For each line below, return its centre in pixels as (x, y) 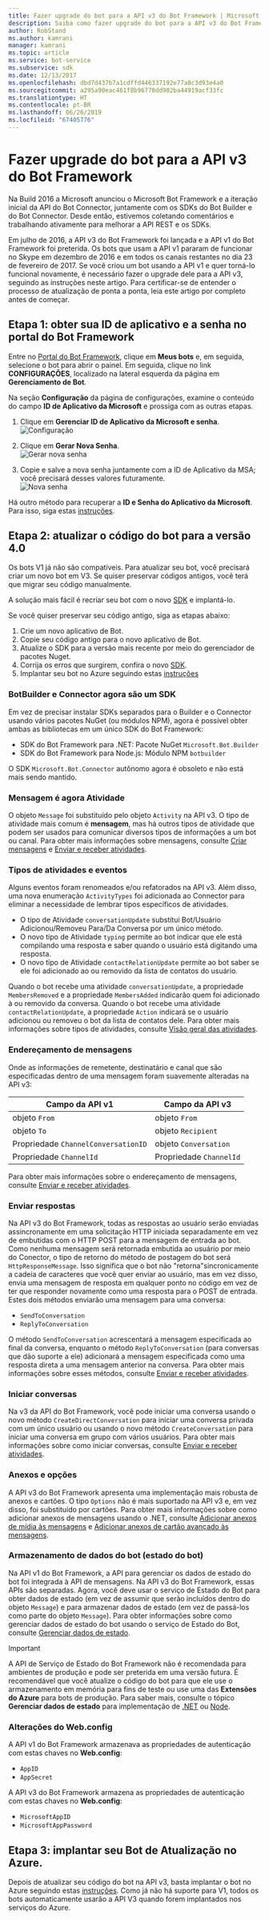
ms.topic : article (39, 53)
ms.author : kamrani (41, 38)
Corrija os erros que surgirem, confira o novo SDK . (103, 665)
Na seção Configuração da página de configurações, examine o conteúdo (131, 397)
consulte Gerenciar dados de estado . (69, 1632)
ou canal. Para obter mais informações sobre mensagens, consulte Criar (128, 841)
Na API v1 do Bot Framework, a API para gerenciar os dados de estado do (130, 1573)
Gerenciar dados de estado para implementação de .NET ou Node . (119, 1706)
